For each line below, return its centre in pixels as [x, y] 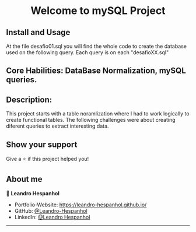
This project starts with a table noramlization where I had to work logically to [98, 114]
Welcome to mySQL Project [98, 11]
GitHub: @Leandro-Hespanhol [51, 210]
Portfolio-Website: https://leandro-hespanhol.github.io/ [80, 205]
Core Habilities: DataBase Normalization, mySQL [96, 71]
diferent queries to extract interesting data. [57, 126]
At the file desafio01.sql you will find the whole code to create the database [97, 46]
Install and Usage [38, 32]
